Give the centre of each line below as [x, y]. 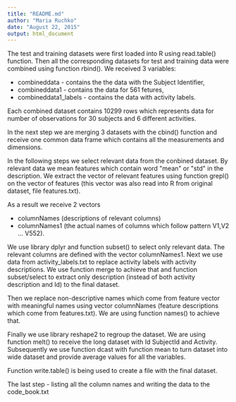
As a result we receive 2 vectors [54, 205]
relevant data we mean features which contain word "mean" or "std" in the [116, 169]
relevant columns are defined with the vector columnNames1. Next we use [115, 254]
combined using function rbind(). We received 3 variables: [92, 69]
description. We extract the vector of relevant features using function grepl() [118, 176]
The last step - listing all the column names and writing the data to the [108, 384]
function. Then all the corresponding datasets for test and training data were [118, 61]
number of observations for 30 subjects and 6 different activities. [102, 119]
